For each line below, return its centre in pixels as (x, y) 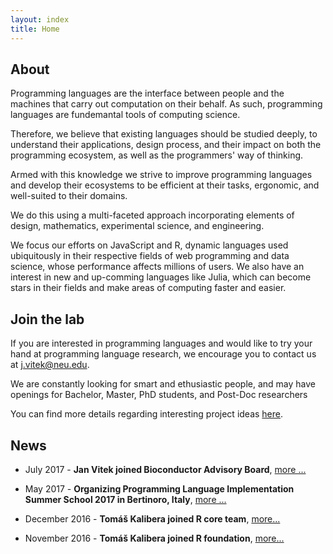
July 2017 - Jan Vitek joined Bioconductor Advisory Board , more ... (165, 469)
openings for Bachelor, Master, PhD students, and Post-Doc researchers (159, 395)
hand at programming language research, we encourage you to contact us (163, 354)
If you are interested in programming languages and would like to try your (161, 343)
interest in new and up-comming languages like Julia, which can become (161, 277)
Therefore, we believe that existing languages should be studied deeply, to (164, 134)
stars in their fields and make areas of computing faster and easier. (148, 288)
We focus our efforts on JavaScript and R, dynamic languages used (149, 245)
